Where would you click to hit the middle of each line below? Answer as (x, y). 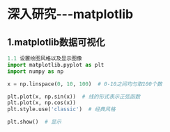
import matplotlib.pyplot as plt (56, 65)
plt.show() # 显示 (34, 122)
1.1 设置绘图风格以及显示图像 (45, 58)
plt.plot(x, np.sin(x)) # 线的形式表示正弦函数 (74, 97)
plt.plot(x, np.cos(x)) (42, 103)
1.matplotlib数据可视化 (56, 42)
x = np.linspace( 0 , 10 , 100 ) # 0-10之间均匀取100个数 (85, 84)
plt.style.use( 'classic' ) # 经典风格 (62, 109)
